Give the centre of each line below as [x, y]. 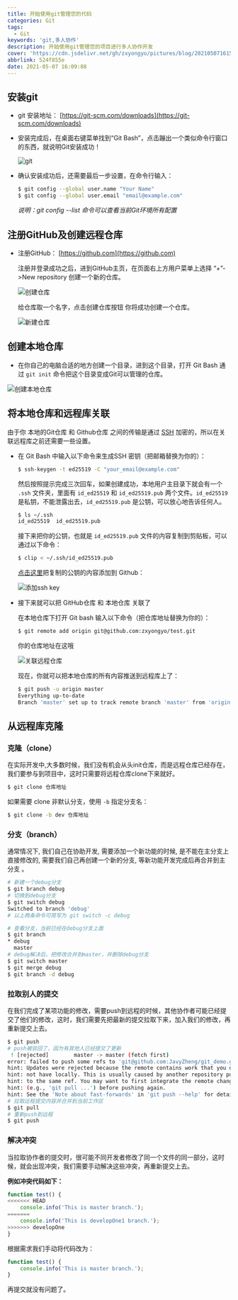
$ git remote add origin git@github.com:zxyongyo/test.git [107, 632]
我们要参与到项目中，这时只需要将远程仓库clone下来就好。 [93, 774]
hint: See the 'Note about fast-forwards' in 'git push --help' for [110, 1094]
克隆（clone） [32, 748]
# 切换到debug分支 [32, 896]
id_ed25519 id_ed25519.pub [59, 522]
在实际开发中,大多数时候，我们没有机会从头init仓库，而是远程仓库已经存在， [118, 765]
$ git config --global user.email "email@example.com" [100, 196]
